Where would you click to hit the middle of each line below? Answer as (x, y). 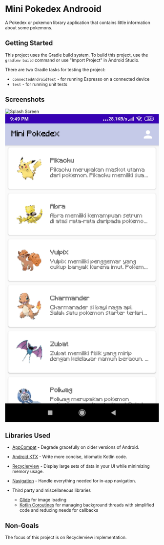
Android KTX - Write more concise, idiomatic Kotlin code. (70, 457)
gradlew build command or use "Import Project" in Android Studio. (72, 60)
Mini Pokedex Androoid (53, 9)
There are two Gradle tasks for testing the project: (55, 69)
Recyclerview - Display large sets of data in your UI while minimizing (81, 466)
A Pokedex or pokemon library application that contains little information (78, 22)
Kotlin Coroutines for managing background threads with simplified (87, 505)
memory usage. (28, 471)
